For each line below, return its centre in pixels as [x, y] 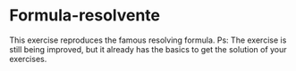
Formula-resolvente [85, 16]
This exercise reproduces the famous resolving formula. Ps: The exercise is [148, 40]
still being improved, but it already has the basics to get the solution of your [148, 49]
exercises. [28, 59]
